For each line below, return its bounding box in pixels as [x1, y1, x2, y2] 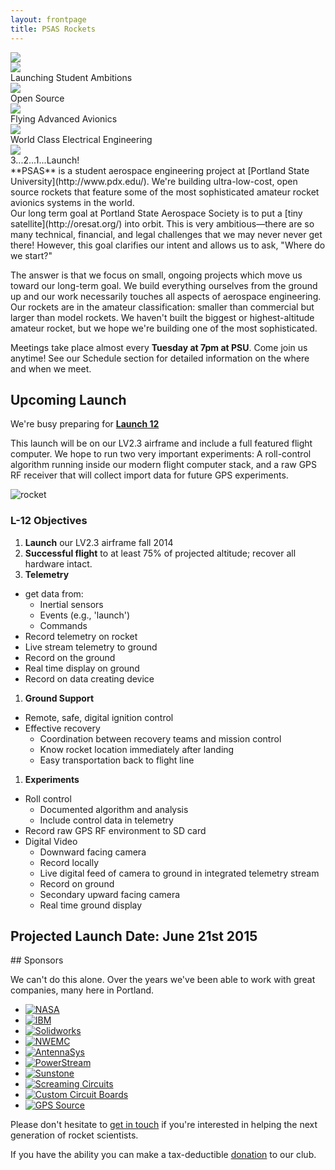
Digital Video [24, 835, 78, 847]
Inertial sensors [39, 598, 104, 610]
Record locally [39, 856, 99, 868]
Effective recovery [24, 722, 101, 734]
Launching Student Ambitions [10, 71, 133, 83]
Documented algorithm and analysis [39, 803, 189, 815]
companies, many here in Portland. [10, 984, 155, 996]
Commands [39, 619, 88, 631]
